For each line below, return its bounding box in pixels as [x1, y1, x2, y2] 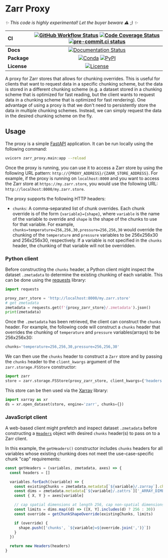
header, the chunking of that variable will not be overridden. [12, 242, 136, 248]
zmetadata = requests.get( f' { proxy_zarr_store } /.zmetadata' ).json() [5, 305, 151, 310]
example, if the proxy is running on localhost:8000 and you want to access [5, 175, 159, 181]
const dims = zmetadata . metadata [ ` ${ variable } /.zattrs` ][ [14, 488, 137, 493]
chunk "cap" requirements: [5, 456, 61, 462]
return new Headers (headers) [9, 543, 70, 548]
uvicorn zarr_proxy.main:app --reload [5, 156, 86, 161]
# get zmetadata [5, 300, 39, 305]
